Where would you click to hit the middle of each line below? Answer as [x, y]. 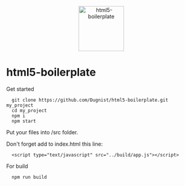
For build [17, 166]
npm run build [29, 177]
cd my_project [29, 110]
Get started [20, 89]
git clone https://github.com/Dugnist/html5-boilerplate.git [90, 100]
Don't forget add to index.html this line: [55, 144]
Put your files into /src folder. [42, 132]
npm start [24, 121]
